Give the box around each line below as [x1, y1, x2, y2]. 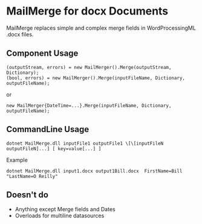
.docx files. [6, 30, 34, 38]
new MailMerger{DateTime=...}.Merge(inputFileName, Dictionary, [6, 102, 172, 108]
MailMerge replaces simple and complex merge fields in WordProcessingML [6, 24, 197, 31]
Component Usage [6, 48, 79, 59]
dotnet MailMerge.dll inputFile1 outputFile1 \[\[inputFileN [6, 140, 164, 147]
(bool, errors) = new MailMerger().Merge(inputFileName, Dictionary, [6, 74, 186, 81]
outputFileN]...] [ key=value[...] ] [6, 145, 102, 152]
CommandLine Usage [6, 124, 90, 134]
